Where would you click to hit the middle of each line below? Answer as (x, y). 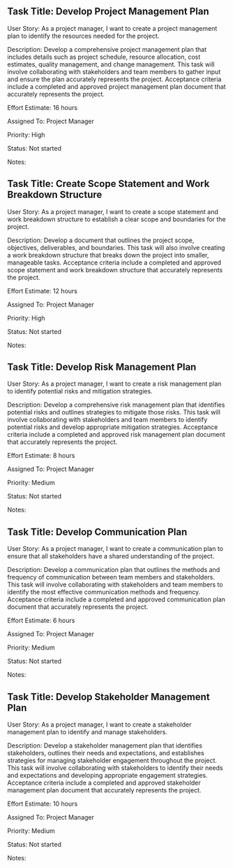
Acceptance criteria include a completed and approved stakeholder (104, 783)
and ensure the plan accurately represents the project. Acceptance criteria (114, 79)
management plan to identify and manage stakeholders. (87, 732)
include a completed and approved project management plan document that (116, 86)
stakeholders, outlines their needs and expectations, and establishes (106, 753)
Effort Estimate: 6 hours (41, 621)
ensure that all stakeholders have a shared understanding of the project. (111, 556)
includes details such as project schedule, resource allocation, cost (104, 57)
